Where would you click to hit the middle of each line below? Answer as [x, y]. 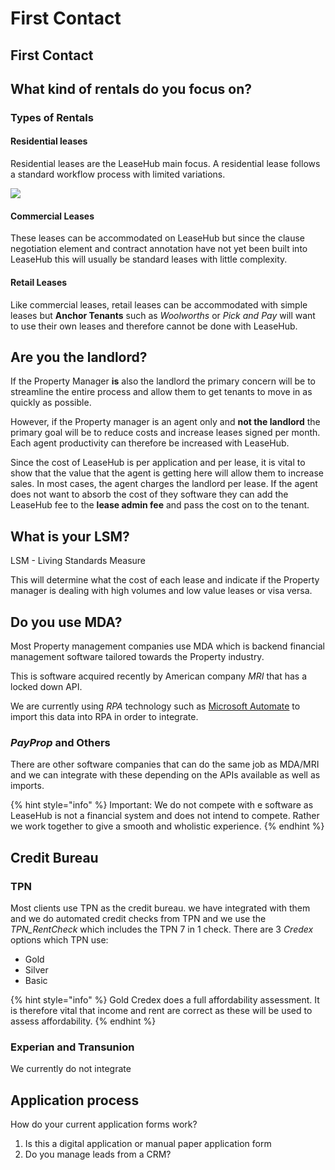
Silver [36, 969]
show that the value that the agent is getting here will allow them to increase [167, 473]
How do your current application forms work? [104, 1124]
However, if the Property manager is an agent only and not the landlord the [165, 422]
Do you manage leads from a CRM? [98, 1154]
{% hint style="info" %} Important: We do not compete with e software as [162, 805]
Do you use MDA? [66, 622]
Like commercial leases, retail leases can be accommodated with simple [159, 304]
